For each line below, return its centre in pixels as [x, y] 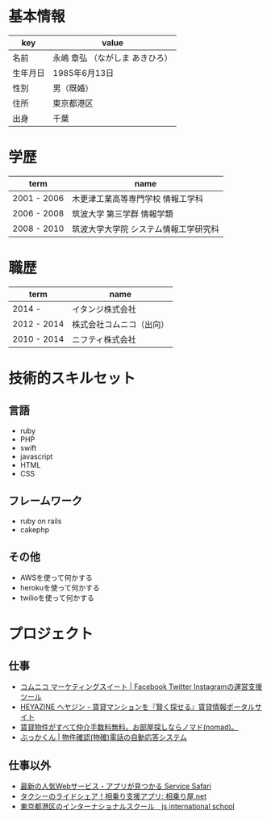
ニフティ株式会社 [104, 339]
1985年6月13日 [83, 73]
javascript [36, 456]
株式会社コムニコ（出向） [120, 324]
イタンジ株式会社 [104, 309]
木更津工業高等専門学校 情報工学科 [138, 199]
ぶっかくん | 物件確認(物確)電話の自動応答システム [104, 737]
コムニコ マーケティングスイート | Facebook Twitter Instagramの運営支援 [141, 687]
